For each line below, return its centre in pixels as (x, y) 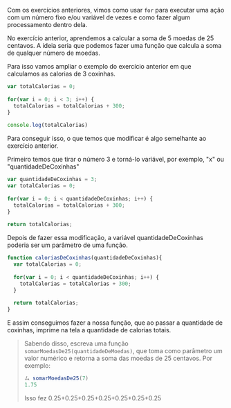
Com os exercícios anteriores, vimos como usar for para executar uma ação (116, 10)
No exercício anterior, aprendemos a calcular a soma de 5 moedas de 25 (111, 38)
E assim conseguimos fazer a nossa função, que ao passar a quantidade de (115, 323)
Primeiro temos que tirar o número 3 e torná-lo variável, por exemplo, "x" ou (116, 160)
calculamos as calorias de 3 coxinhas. (62, 74)
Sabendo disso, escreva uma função (76, 343)
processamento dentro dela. (47, 25)
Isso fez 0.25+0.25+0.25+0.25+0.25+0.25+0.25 (93, 398)
